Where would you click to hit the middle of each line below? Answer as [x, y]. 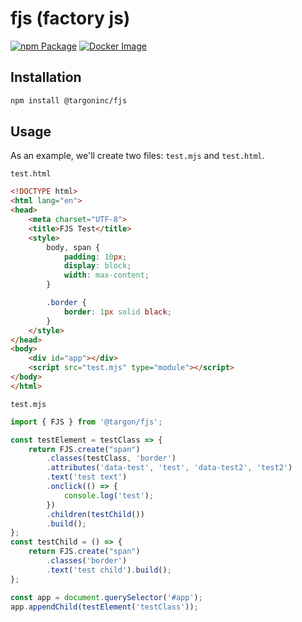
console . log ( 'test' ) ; [109, 495]
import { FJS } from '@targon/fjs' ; [86, 422]
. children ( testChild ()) [95, 514]
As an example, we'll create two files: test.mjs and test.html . [137, 156]
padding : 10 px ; [95, 257]
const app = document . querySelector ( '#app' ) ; [106, 597]
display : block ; [97, 266]
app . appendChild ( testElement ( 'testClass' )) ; [104, 607]
